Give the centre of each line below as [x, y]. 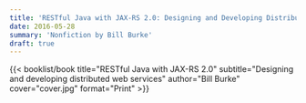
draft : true [32, 43]
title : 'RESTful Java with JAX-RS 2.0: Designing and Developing [136, 18]
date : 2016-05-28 [42, 26]
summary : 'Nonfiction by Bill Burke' [81, 35]
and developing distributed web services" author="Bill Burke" [125, 79]
